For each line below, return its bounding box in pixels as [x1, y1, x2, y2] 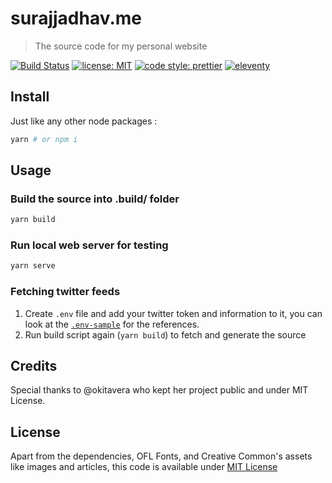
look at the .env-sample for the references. [24, 318, 200, 330]
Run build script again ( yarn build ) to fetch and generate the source [24, 328, 307, 341]
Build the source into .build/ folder [10, 192, 180, 206]
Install [10, 88, 50, 106]
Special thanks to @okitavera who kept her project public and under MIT [10, 384, 309, 396]
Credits [10, 358, 58, 375]
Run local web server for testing [10, 238, 169, 252]
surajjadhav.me [10, 7, 142, 30]
